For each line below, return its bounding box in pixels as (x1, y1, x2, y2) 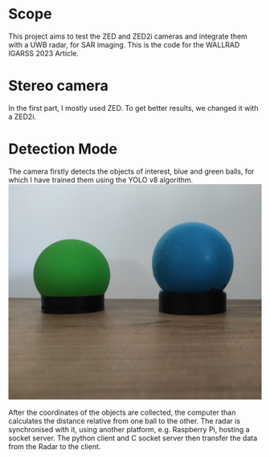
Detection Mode (8, 140, 118, 158)
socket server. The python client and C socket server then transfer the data (8, 433, 258, 443)
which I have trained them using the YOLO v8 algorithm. (8, 174, 194, 185)
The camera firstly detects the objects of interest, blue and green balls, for (8, 166, 255, 176)
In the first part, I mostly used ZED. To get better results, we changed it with (8, 103, 259, 112)
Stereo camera (8, 77, 108, 95)
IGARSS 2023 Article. (8, 48, 79, 58)
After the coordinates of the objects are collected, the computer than (8, 407, 236, 417)
